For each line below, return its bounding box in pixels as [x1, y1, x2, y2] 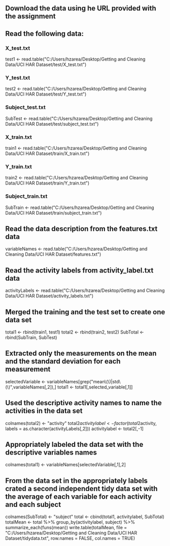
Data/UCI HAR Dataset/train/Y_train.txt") [5, 180, 90, 186]
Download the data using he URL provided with [5, 4, 156, 13]
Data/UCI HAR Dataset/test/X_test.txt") [5, 62, 87, 68]
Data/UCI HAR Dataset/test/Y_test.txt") [5, 91, 87, 97]
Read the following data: [5, 29, 84, 38]
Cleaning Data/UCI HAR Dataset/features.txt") [5, 251, 101, 257]
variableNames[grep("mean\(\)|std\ [47, 378, 121, 384]
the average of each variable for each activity [5, 492, 152, 501]
